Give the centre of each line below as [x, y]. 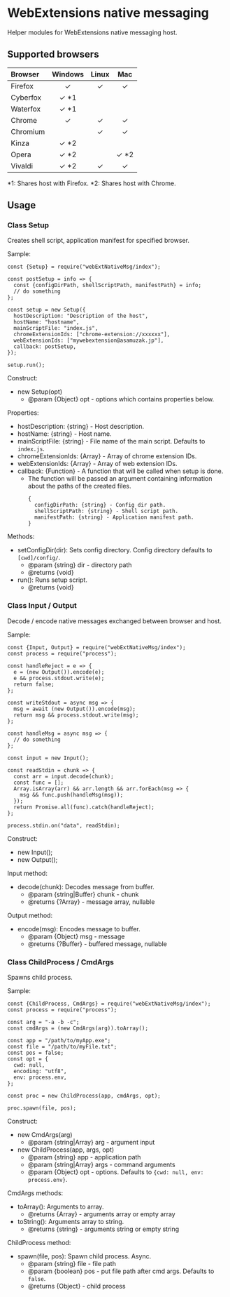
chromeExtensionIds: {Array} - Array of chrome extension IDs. [107, 456]
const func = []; [39, 783]
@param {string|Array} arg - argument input [91, 1143]
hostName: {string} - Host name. [64, 434]
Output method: [30, 915]
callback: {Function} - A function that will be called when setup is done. [120, 471]
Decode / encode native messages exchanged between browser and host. [115, 621]
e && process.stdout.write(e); [59, 678]
